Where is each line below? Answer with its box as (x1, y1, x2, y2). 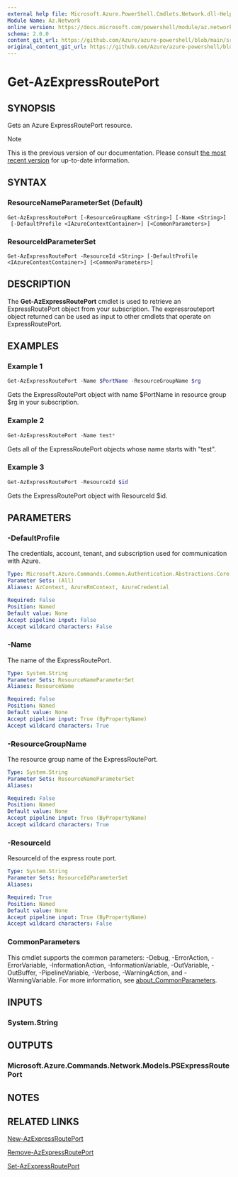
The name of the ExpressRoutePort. (7, 656, 112, 664)
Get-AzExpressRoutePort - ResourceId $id (7, 478, 129, 486)
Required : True (7, 894, 52, 901)
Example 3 (7, 462, 45, 472)
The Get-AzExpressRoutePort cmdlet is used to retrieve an (7, 297, 181, 305)
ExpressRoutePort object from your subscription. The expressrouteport (7, 305, 215, 313)
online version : (7, 23, 55, 31)
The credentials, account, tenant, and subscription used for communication (7, 549, 227, 558)
